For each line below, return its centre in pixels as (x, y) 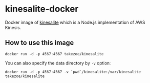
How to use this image (40, 43)
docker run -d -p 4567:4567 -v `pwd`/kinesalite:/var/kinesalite (73, 72)
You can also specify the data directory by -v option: (58, 63)
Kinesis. (13, 27)
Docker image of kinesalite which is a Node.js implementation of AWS (75, 22)
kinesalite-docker (42, 9)
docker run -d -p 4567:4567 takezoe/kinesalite (54, 54)
